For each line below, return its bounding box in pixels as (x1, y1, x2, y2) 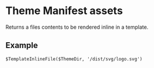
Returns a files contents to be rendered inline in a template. (5, 23, 149, 30)
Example (5, 40, 38, 50)
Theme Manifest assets (5, 4, 123, 18)
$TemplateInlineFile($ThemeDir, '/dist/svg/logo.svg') (5, 56, 143, 62)
